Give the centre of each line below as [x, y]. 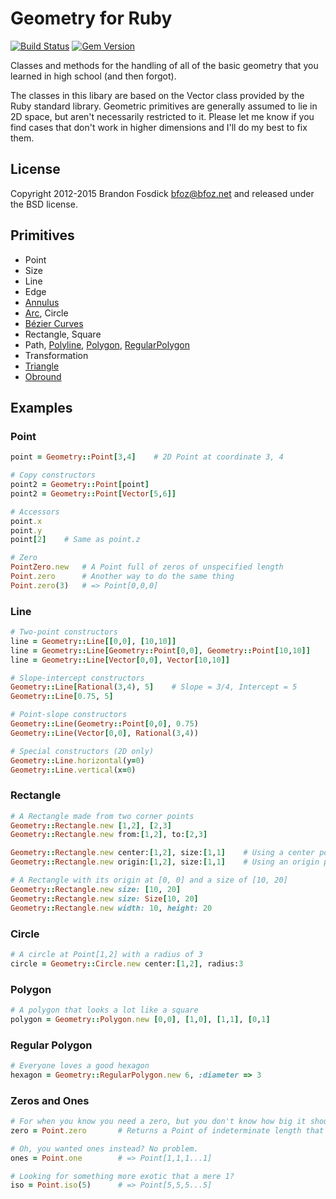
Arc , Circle [46, 313]
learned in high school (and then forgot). [93, 76]
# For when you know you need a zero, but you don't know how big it [158, 1122]
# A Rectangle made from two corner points [102, 816]
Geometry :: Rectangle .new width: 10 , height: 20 [111, 908]
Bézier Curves [54, 323]
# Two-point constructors [64, 632]
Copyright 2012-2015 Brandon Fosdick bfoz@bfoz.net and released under [162, 193]
